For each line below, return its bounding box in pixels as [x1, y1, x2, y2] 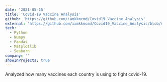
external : [5, 21, 26, 26]
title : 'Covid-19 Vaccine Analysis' [5, 12, 81, 17]
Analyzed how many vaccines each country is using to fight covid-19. [5, 71, 148, 77]
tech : [5, 26, 16, 31]
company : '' [5, 53, 30, 58]
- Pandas [9, 40, 28, 44]
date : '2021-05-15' [5, 7, 46, 12]
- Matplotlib [9, 44, 37, 49]
